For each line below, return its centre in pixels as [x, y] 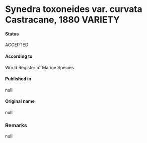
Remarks [16, 125]
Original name [20, 101]
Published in [18, 79]
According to [19, 56]
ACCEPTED [17, 45]
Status [12, 34]
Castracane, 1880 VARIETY [63, 20]
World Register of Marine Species [39, 67]
